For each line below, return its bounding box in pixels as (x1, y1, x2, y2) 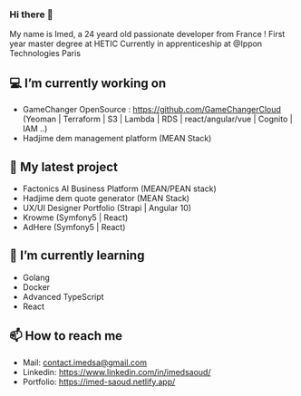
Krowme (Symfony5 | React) (22, 212, 129, 223)
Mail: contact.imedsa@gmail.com (22, 357, 148, 368)
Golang (22, 272, 50, 283)
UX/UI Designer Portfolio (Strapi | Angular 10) (22, 202, 192, 213)
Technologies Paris (9, 48, 82, 59)
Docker (22, 281, 51, 293)
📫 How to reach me (9, 328, 123, 343)
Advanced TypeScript (22, 291, 104, 302)
